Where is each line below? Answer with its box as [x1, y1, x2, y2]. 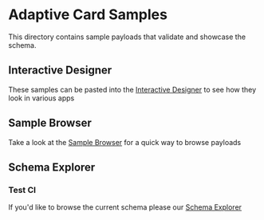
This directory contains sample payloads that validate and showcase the [8, 32, 246, 41]
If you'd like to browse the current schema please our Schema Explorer [8, 202, 242, 212]
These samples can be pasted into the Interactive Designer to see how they [8, 84, 257, 94]
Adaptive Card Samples [8, 6, 167, 24]
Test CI [8, 184, 37, 195]
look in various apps [8, 93, 75, 103]
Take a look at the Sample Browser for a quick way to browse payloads [8, 137, 242, 147]
